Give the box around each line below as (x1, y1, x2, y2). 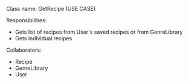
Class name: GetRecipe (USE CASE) (6, 5, 95, 12)
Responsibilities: (6, 17, 47, 23)
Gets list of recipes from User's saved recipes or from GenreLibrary (14, 28, 183, 35)
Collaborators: (6, 46, 42, 54)
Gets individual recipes (14, 35, 72, 41)
